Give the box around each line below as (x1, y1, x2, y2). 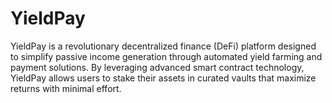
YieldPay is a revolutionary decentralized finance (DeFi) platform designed (10, 40, 317, 52)
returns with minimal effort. (10, 82, 122, 94)
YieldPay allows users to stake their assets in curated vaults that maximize (10, 72, 317, 84)
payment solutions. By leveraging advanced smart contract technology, (10, 61, 305, 73)
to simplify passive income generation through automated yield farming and (10, 50, 323, 62)
